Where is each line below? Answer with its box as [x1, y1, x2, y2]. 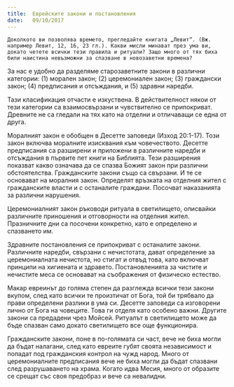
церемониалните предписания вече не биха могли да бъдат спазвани [7, 357, 218, 365]
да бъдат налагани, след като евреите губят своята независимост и [7, 341, 212, 351]
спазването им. [7, 226, 54, 235]
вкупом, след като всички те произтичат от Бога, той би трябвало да [7, 291, 214, 299]
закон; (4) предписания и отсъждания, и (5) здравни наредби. [7, 81, 194, 90]
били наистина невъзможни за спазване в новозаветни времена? [7, 54, 193, 62]
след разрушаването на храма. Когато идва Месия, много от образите [7, 364, 220, 372]
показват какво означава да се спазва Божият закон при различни [7, 161, 208, 169]
